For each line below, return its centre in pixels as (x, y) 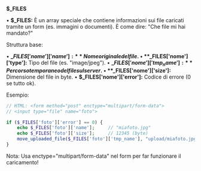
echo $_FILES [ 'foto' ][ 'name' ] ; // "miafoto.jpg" (84, 128)
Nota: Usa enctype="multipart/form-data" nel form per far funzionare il (94, 156)
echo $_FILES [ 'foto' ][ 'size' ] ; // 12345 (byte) (83, 133)
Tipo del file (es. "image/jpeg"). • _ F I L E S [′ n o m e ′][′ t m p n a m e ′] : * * (110, 64)
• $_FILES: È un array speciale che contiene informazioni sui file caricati (95, 20)
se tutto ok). (21, 83)
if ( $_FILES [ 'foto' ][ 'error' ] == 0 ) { (54, 122)
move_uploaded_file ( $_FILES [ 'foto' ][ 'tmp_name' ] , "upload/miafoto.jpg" (108, 139)
